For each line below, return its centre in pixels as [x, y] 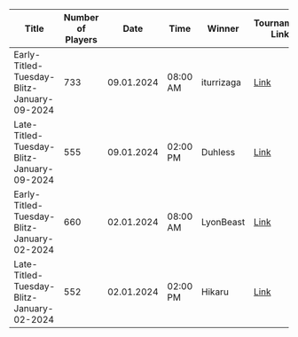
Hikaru [215, 292]
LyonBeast [223, 222]
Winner [223, 28]
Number [81, 17]
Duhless [218, 152]
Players [81, 39]
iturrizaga [221, 82]
